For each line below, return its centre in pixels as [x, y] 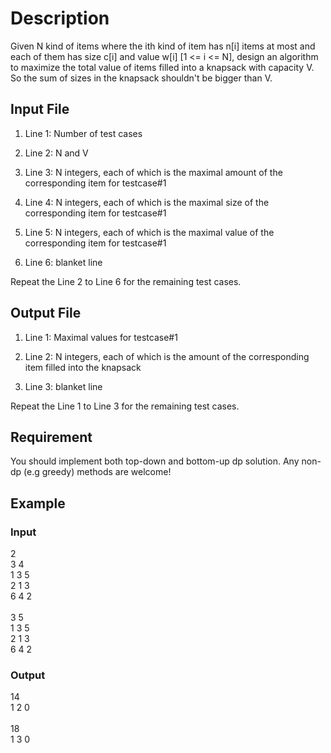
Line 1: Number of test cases [83, 133]
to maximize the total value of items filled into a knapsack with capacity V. [162, 67]
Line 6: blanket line [63, 262]
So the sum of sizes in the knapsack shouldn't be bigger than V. [141, 78]
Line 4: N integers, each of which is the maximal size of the [147, 202]
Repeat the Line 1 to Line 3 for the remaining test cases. [125, 406]
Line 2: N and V [56, 153]
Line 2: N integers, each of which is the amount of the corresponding [167, 356]
